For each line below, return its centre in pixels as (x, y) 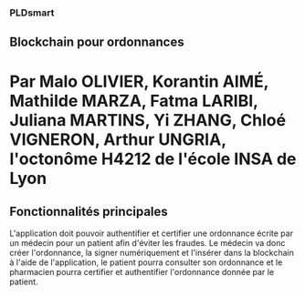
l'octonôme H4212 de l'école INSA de (153, 159)
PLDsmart (32, 13)
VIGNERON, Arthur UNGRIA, (118, 139)
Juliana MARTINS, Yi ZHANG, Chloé (147, 120)
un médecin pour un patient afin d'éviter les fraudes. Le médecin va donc (147, 243)
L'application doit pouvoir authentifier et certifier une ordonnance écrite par (152, 233)
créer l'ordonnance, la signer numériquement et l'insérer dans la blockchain (152, 253)
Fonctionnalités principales (89, 211)
